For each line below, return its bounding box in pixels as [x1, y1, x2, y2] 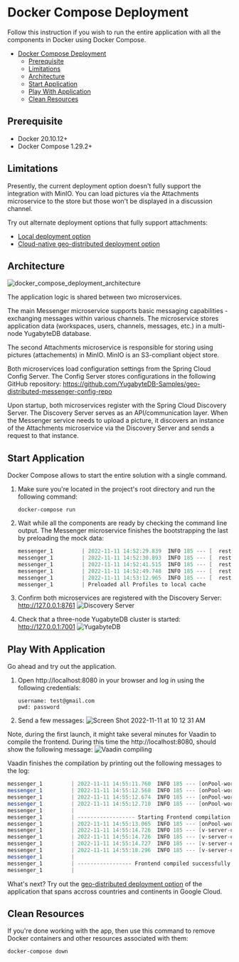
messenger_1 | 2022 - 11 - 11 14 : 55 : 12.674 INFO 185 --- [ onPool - [7, 794, 225, 801]
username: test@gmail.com [17, 697, 95, 705]
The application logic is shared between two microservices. [7, 293, 182, 302]
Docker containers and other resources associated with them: [7, 934, 188, 943]
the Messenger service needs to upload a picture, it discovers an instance [7, 416, 225, 425]
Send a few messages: [17, 716, 85, 725]
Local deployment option [17, 232, 91, 240]
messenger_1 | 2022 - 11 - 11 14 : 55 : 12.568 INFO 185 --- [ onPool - [7, 787, 225, 794]
